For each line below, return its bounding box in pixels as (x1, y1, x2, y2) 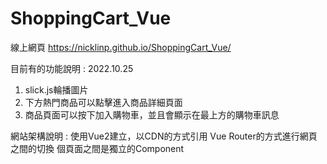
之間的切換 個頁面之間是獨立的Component (10, 142, 185, 154)
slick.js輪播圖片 (24, 83, 89, 96)
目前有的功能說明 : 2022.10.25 (10, 62, 134, 74)
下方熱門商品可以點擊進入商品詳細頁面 (24, 96, 183, 108)
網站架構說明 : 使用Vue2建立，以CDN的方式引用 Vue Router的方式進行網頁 (10, 130, 318, 142)
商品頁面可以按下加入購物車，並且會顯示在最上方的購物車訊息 (24, 108, 280, 121)
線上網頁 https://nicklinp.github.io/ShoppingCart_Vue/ (10, 41, 232, 53)
